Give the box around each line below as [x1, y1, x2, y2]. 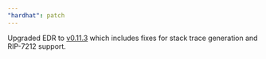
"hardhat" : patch [7, 11, 65, 20]
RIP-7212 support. [7, 41, 67, 51]
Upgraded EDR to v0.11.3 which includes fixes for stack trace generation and [7, 33, 258, 42]
